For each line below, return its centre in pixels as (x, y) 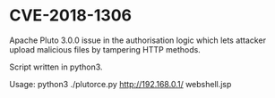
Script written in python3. (56, 67)
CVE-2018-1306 (71, 16)
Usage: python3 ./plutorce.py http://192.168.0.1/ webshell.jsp (120, 84)
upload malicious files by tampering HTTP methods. (105, 49)
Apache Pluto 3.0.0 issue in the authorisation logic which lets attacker (138, 40)
